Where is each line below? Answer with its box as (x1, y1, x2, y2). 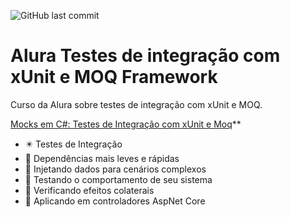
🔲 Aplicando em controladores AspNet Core (24, 195, 206, 207)
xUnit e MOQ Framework (10, 66, 218, 89)
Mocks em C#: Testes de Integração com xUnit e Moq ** (10, 118, 242, 130)
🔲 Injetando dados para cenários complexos (24, 163, 207, 175)
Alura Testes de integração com (10, 45, 281, 67)
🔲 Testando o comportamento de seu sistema (24, 173, 213, 185)
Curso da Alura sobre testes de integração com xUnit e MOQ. (10, 98, 263, 110)
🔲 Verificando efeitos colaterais (24, 184, 155, 196)
